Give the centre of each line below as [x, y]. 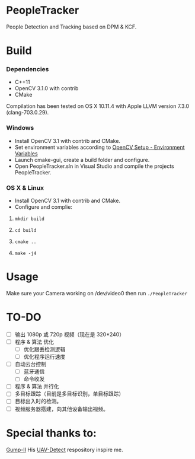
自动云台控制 [30, 364]
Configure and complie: [44, 207]
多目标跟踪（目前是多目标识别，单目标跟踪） [69, 394]
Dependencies [28, 69]
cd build [25, 231]
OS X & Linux [25, 187]
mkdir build [29, 219]
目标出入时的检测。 [38, 401]
